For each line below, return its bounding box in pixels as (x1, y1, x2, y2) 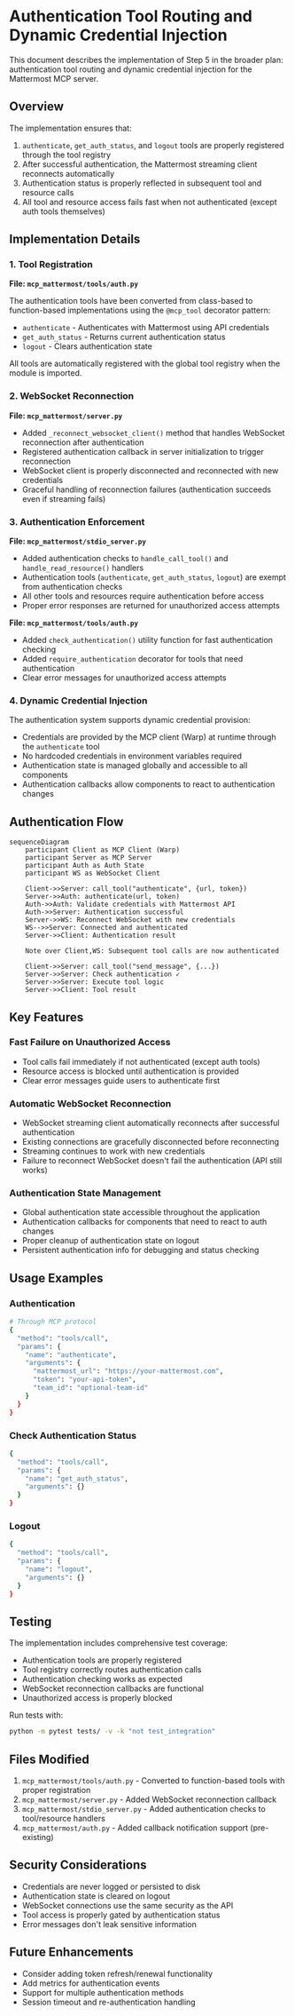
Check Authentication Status (9, 1429, 137, 1441)
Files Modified (9, 1751, 90, 1766)
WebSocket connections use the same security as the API (21, 1900, 234, 1910)
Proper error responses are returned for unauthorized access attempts (21, 600, 281, 611)
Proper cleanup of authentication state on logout (21, 1235, 199, 1246)
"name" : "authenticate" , (25, 1350, 117, 1360)
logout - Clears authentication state (21, 341, 152, 352)
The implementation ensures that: (9, 123, 132, 133)
